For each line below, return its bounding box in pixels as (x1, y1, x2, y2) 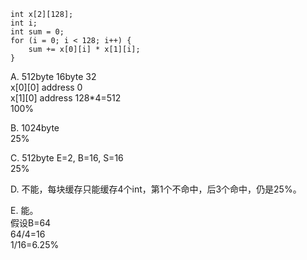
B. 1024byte (10, 122, 60, 134)
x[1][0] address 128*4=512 (10, 92, 122, 104)
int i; (10, 18, 38, 28)
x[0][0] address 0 (10, 81, 83, 93)
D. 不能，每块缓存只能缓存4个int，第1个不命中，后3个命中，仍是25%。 (10, 183, 302, 195)
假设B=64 (10, 217, 52, 229)
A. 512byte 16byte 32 (10, 71, 97, 82)
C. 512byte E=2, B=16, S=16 (10, 152, 124, 164)
